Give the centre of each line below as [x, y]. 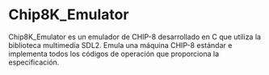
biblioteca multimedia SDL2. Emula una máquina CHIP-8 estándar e [120, 45]
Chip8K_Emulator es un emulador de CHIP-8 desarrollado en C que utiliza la [134, 37]
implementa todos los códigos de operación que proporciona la [114, 53]
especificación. [34, 62]
